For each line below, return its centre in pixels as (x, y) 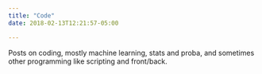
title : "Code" (32, 16)
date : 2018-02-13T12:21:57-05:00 (64, 23)
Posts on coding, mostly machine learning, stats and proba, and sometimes (131, 53)
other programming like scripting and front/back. (88, 61)
